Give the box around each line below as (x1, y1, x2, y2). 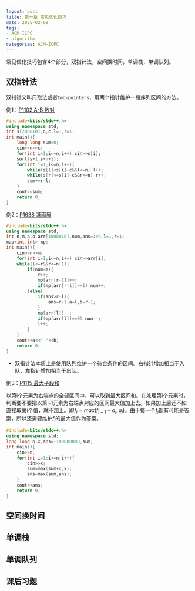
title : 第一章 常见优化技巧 (6, 14, 67, 20)
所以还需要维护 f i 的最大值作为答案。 (16, 415, 102, 423)
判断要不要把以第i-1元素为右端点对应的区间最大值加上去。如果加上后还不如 (6, 399, 187, 406)
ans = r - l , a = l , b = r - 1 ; (48, 299, 96, 305)
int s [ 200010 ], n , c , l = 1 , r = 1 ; (6, 129, 75, 135)
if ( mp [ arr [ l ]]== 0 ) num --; (37, 315, 101, 322)
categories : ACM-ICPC (6, 42, 59, 48)
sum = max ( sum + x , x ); (27, 466, 72, 472)
